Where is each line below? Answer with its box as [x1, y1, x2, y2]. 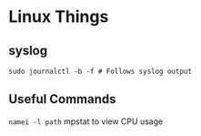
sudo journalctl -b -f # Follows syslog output [8, 67, 193, 76]
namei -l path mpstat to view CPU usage [8, 116, 164, 127]
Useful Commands [8, 91, 116, 107]
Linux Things [8, 6, 109, 27]
